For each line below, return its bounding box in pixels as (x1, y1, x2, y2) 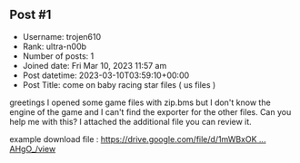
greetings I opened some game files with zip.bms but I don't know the (9, 97, 271, 108)
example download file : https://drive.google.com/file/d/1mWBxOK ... (9, 133, 266, 144)
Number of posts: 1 (22, 50, 95, 62)
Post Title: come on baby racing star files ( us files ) (22, 79, 216, 90)
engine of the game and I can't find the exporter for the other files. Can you (9, 106, 292, 117)
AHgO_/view (9, 143, 56, 154)
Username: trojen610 (22, 31, 102, 42)
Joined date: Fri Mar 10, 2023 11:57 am (22, 60, 167, 71)
